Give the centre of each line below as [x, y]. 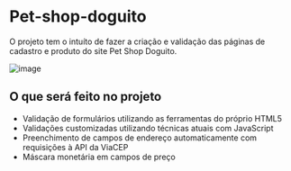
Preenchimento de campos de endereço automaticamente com [140, 138]
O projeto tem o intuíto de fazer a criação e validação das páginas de [137, 41]
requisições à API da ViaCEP [75, 147]
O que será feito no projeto [86, 97]
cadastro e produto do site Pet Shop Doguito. [93, 50]
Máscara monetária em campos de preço [99, 157]
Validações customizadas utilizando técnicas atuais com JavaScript [148, 128]
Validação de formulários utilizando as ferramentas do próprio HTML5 [152, 118]
